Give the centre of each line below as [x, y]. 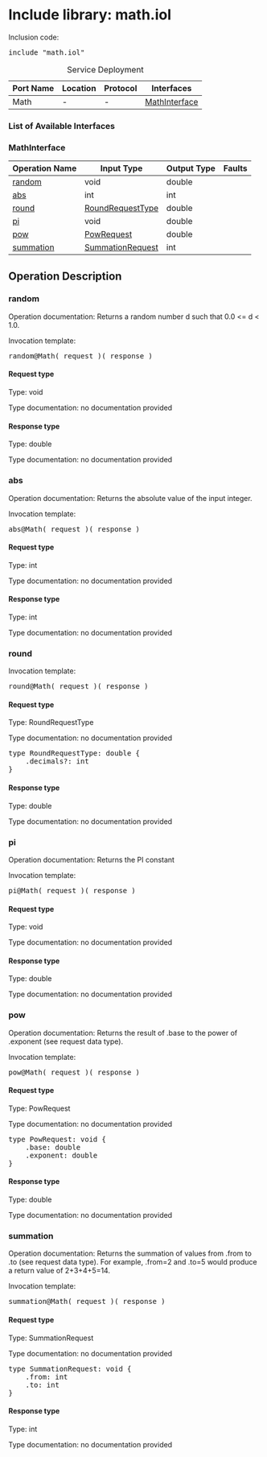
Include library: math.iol [90, 15]
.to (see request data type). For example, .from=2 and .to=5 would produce [133, 1262]
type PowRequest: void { [57, 1139]
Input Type [121, 168]
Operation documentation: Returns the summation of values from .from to [130, 1253]
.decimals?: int [58, 762]
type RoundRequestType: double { [74, 753]
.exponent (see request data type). [66, 1041]
